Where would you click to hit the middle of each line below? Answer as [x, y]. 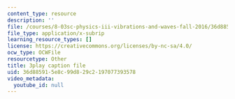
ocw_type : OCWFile [34, 53]
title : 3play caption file [47, 66]
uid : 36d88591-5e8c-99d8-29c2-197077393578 [72, 72]
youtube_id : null [39, 85]
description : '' [31, 20]
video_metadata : [31, 78]
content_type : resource [42, 14]
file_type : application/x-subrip [56, 33]
